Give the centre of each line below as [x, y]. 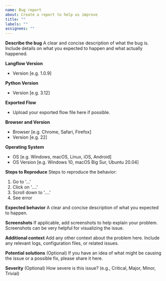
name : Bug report [23, 10]
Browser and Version [28, 122]
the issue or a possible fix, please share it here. [54, 258]
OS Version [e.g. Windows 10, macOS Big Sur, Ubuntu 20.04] [76, 162]
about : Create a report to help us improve [52, 15]
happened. [16, 54]
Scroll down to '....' [32, 193]
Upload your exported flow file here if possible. [61, 113]
